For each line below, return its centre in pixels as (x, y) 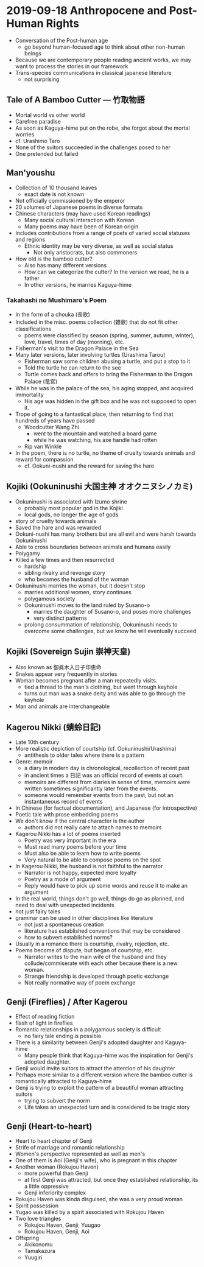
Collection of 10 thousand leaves (56, 188)
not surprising (42, 79)
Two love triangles (38, 1218)
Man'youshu (31, 173)
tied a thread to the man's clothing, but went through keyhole (101, 687)
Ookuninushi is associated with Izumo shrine (71, 501)
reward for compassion (44, 459)
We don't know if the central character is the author (80, 821)
